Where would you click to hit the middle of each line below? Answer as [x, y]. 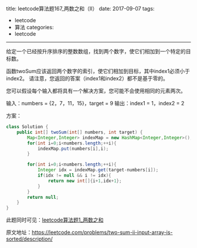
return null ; [43, 197]
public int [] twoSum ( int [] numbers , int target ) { [80, 132]
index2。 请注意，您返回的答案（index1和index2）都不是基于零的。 [87, 78]
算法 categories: [34, 27]
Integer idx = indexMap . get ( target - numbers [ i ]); [98, 170]
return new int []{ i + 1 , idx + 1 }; [85, 181]
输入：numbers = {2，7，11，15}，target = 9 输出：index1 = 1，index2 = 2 [95, 103]
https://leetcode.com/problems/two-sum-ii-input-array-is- [102, 232]
